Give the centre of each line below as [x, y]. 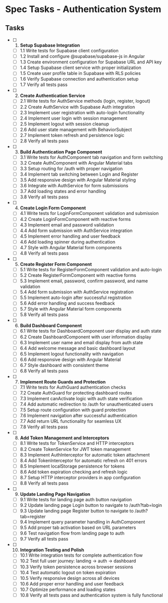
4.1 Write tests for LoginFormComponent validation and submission [89, 213]
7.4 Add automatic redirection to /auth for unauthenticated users [87, 404]
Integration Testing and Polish [52, 550]
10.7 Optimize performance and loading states [68, 589]
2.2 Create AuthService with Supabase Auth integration [77, 107]
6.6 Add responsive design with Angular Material [70, 359]
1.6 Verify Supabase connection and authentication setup [79, 79]
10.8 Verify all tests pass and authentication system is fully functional [92, 595]
